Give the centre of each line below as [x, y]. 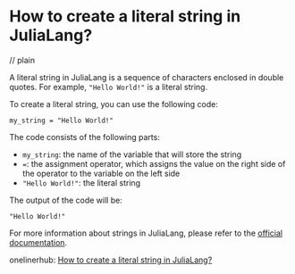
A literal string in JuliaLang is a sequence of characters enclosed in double [147, 77]
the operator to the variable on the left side [101, 173]
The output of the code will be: [66, 200]
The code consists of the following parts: [85, 137]
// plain [22, 60]
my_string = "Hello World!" [62, 120]
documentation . [38, 242]
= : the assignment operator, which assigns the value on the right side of [154, 163]
